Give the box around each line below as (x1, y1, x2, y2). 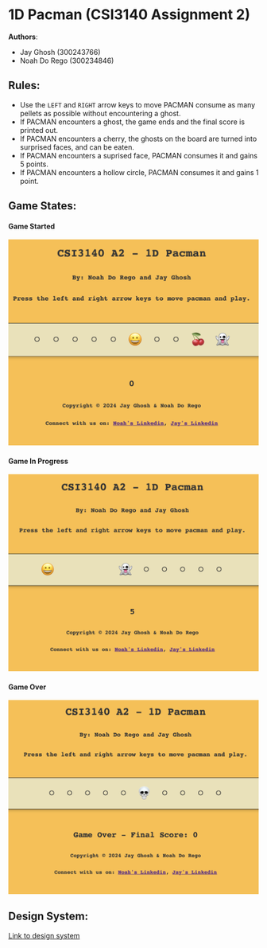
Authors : (8, 32, 38, 41)
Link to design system (8, 930, 80, 940)
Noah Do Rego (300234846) (19, 56, 114, 65)
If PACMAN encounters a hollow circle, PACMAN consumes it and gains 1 (19, 167, 259, 177)
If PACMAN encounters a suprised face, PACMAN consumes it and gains (19, 150, 258, 160)
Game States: (8, 199, 77, 213)
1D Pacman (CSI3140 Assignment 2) (8, 6, 250, 24)
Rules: (8, 79, 41, 92)
